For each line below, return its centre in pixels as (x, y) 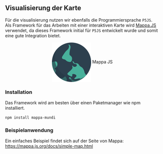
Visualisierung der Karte (43, 8)
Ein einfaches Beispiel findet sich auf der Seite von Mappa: (64, 141)
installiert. (15, 108)
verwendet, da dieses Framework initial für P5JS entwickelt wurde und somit (81, 30)
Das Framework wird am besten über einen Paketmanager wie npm (73, 103)
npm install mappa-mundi (30, 118)
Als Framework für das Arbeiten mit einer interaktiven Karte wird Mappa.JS (81, 25)
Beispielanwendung (29, 130)
